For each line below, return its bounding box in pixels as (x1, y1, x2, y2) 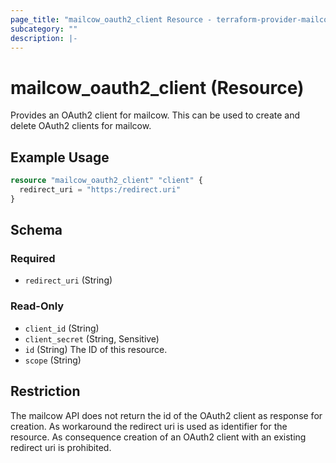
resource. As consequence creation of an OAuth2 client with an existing (10, 431, 307, 443)
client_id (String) (24, 322, 100, 334)
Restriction (10, 383, 81, 400)
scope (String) (24, 354, 82, 366)
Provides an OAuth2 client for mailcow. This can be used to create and (10, 109, 301, 121)
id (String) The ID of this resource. (24, 343, 168, 355)
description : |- (10, 33, 78, 43)
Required (10, 252, 56, 266)
